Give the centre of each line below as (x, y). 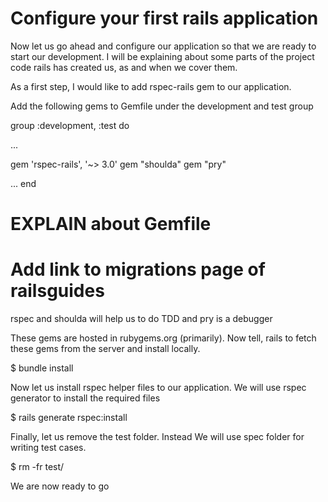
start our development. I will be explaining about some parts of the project (162, 56)
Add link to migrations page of (138, 269)
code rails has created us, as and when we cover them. (124, 67)
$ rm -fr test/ (37, 467)
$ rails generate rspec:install (69, 418)
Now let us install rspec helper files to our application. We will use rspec (158, 388)
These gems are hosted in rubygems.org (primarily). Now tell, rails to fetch (163, 338)
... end (23, 183)
